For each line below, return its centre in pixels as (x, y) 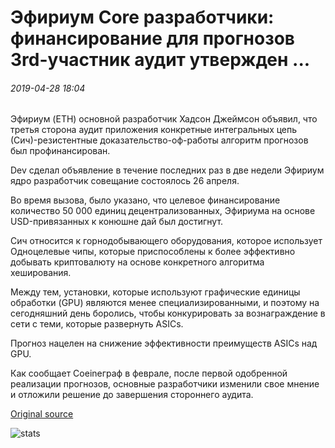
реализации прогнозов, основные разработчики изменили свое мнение (165, 384)
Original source (42, 414)
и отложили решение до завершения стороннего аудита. (132, 395)
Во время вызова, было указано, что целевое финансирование (145, 200)
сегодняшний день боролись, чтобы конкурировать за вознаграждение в (168, 313)
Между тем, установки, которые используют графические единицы (155, 292)
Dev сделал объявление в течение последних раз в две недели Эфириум (167, 170)
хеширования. (41, 273)
